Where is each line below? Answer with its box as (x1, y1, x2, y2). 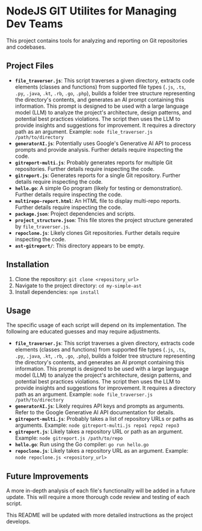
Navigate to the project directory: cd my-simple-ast (14, 282, 142, 289)
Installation (6, 259, 49, 270)
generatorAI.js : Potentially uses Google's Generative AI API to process (14, 140, 191, 147)
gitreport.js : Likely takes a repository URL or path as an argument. (14, 428, 183, 435)
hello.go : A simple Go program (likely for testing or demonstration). (14, 184, 183, 191)
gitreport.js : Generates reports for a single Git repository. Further (14, 172, 181, 179)
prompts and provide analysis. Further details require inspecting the (14, 146, 183, 153)
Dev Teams (6, 17, 63, 31)
